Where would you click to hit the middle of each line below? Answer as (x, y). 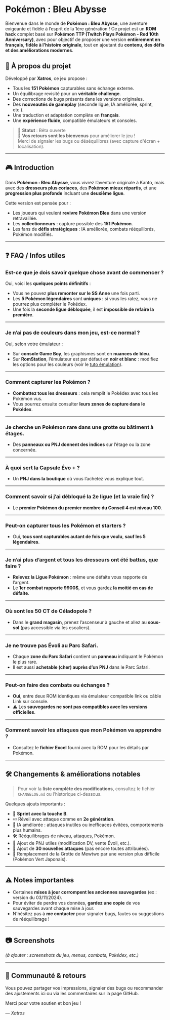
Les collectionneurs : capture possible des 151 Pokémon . (73, 223)
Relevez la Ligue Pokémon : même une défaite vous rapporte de (80, 577)
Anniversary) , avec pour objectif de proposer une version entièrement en (83, 39)
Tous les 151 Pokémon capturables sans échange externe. (73, 88)
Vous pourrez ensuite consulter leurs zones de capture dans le (79, 404)
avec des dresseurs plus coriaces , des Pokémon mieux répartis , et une (81, 188)
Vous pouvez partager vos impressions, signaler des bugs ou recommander (84, 988)
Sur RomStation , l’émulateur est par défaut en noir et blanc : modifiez (85, 359)
